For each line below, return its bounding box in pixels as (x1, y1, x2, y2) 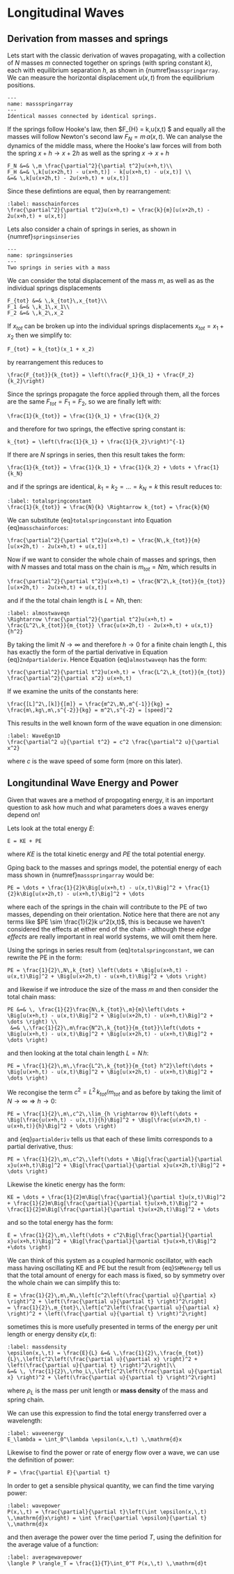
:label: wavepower (7, 1502, 61, 1509)
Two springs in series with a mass (7, 264, 111, 271)
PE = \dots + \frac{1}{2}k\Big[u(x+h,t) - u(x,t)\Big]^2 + (7, 884, 182, 891)
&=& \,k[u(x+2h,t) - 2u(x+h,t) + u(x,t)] (7, 175, 130, 182)
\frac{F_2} (162, 372, 195, 378)
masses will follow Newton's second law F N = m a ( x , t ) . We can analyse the (7, 133, 223, 142)
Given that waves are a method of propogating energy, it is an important (7, 795, 214, 804)
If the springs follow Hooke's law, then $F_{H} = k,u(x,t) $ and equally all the (7, 125, 226, 133)
